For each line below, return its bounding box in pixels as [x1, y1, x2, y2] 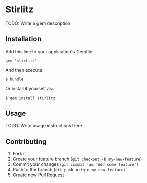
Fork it [12, 151, 26, 157]
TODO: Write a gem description [5, 20, 71, 26]
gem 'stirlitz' [5, 58, 38, 63]
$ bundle [5, 77, 24, 82]
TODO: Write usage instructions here [5, 122, 82, 128]
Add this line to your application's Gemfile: [5, 48, 94, 54]
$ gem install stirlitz [5, 95, 56, 101]
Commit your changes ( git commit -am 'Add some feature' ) [12, 161, 138, 167]
